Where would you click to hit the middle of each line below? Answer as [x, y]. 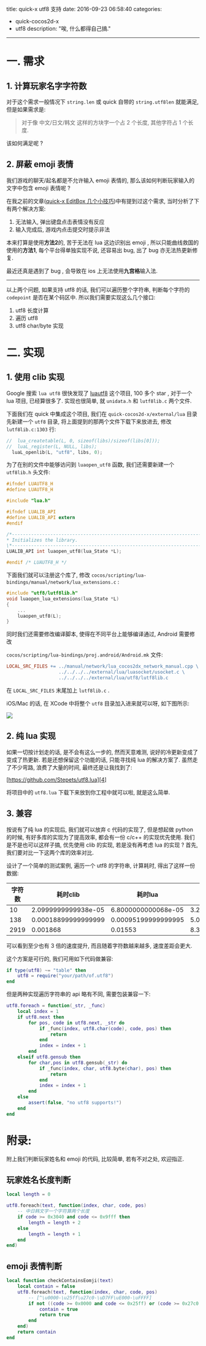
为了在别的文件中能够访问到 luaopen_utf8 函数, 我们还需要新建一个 [90, 464]
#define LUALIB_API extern [41, 517]
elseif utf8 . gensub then [49, 1057]
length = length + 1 [55, 1234]
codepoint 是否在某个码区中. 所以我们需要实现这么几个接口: [81, 297]
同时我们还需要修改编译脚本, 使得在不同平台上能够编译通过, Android [92, 634]
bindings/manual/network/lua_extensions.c [61, 583]
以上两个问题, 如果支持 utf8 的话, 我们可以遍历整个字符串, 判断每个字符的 [98, 290]
